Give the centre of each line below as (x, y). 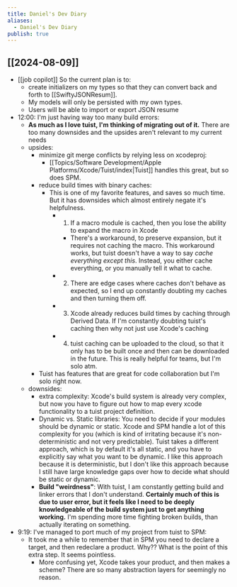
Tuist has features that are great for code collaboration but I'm (129, 374)
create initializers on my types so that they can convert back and (122, 87)
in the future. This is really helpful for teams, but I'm (146, 358)
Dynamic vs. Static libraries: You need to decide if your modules (132, 419)
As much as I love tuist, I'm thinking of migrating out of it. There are (129, 125)
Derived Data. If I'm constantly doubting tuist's (138, 321)
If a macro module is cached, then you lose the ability (148, 223)
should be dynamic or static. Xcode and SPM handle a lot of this (132, 427)
